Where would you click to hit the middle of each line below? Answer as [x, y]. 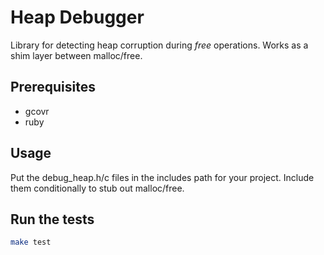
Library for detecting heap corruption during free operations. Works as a [159, 45]
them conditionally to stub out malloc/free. [97, 188]
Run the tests [52, 219]
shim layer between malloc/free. [76, 55]
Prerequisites [53, 87]
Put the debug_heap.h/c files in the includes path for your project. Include [162, 177]
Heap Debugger [77, 17]
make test [31, 242]
